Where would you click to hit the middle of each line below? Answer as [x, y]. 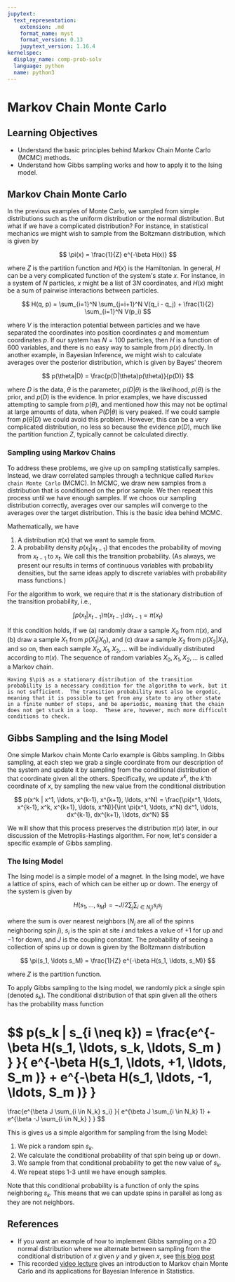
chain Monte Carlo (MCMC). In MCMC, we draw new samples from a [107, 483]
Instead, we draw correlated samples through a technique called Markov [110, 475]
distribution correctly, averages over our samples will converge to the [108, 505]
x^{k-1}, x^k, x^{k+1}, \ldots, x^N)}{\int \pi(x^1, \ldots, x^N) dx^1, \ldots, [118, 807]
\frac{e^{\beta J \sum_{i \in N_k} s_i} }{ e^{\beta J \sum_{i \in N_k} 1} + [109, 1111]
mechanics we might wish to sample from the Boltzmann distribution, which [117, 234]
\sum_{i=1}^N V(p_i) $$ [118, 312]
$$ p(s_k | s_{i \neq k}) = [80, 1033]
